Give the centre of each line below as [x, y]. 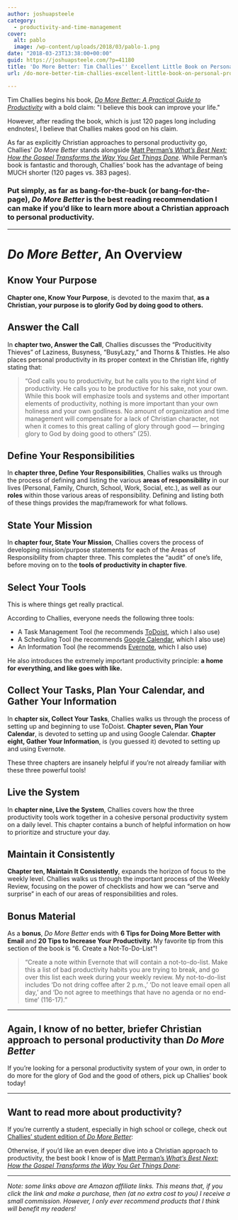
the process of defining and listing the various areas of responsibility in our [118, 480]
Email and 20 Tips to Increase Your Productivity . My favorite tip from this [115, 941]
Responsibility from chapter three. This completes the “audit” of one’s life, [115, 558]
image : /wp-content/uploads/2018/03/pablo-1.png [87, 47]
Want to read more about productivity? [95, 1112]
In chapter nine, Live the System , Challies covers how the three [101, 809]
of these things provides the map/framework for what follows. [97, 503]
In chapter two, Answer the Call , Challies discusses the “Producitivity [109, 344]
